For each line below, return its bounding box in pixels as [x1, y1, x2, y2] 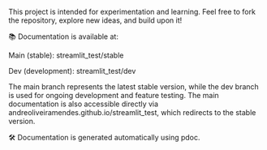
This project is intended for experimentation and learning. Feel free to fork [8, 7, 256, 16]
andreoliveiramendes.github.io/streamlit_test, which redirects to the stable [8, 108, 256, 117]
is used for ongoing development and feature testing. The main [8, 91, 219, 100]
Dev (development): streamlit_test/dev [8, 66, 136, 75]
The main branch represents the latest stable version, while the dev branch [8, 82, 260, 92]
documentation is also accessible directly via [8, 99, 159, 109]
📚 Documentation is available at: [8, 32, 119, 41]
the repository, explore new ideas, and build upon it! [8, 15, 183, 25]
